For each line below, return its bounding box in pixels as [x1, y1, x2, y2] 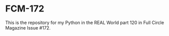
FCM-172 [5, 3, 45, 14]
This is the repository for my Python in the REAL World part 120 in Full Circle [5, 19, 164, 25]
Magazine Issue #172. [5, 24, 51, 30]
